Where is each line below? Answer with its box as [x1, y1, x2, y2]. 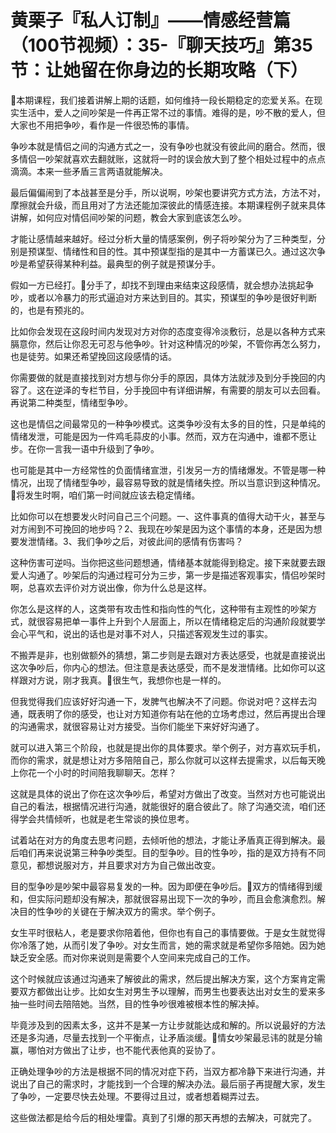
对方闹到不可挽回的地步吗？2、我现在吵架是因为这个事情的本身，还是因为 [10, 522, 314, 535]
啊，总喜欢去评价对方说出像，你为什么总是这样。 [10, 581, 212, 593]
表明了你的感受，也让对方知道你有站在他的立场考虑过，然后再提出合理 [36, 707, 326, 720]
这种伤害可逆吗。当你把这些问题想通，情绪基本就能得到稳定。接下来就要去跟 [10, 556, 326, 568]
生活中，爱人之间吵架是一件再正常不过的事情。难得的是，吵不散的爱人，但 [18, 106, 326, 118]
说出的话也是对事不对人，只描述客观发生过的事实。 [62, 627, 273, 640]
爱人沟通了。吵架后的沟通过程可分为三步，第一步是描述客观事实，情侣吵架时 [10, 569, 326, 581]
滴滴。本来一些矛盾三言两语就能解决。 [10, 165, 168, 177]
